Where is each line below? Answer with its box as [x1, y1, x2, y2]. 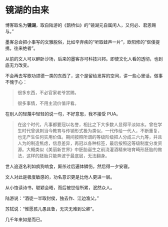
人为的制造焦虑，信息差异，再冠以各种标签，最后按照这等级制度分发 [17, 140, 158, 146]
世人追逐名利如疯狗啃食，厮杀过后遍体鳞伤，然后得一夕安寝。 [5, 163, 132, 169]
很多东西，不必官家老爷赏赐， [17, 89, 79, 95]
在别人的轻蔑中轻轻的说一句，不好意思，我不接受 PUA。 [5, 110, 121, 116]
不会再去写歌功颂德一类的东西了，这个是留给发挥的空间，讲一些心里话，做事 [5, 72, 163, 78]
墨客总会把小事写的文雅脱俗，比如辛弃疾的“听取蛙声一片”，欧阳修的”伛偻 [5, 38, 156, 45]
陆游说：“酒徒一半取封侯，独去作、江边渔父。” [5, 195, 99, 201]
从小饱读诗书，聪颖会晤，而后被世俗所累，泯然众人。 [5, 184, 115, 190]
